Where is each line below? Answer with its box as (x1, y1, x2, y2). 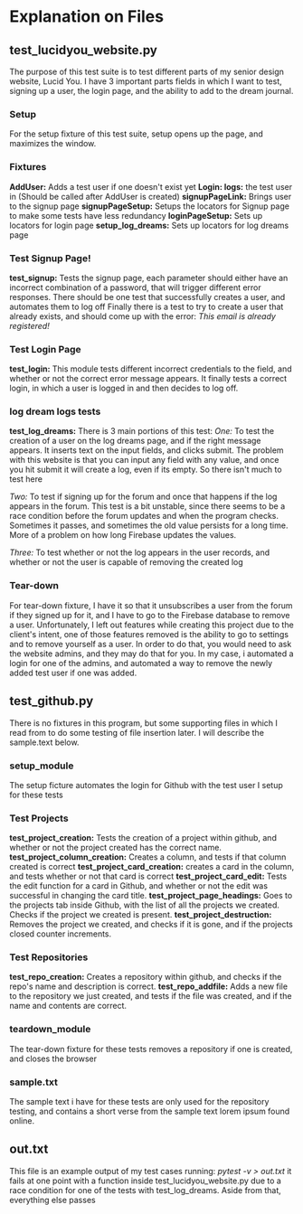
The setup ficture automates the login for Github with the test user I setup (9, 779, 283, 790)
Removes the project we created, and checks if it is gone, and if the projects (9, 919, 294, 930)
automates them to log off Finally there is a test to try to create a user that (9, 301, 284, 312)
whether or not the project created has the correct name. (9, 842, 222, 853)
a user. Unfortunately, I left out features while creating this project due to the (9, 619, 294, 630)
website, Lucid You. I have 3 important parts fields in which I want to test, (9, 76, 282, 87)
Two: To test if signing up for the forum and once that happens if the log (9, 491, 278, 503)
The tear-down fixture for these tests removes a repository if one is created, (9, 1043, 293, 1054)
